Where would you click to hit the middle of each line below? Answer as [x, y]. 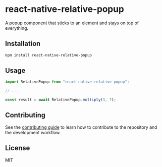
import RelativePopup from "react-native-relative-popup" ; [67, 82]
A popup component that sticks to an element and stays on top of [72, 23]
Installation [23, 44]
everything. [17, 28]
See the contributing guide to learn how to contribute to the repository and [81, 127]
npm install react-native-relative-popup [49, 55]
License [18, 148]
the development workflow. [33, 132]
